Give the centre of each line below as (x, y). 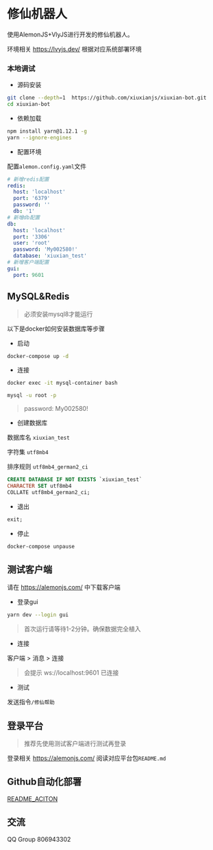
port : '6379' (32, 199)
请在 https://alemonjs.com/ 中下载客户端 (64, 588)
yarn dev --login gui (38, 615)
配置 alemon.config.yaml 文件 (47, 166)
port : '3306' (32, 237)
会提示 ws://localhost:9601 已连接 (71, 673)
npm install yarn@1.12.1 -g (47, 131)
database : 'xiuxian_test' (50, 256)
